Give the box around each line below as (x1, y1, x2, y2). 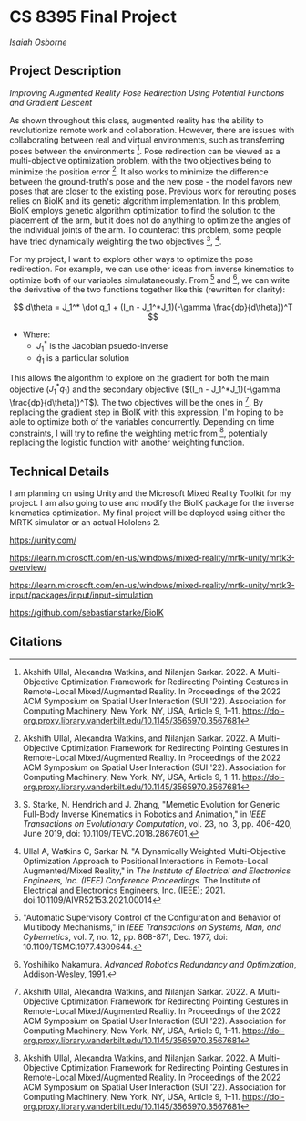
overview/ (9, 562, 47, 573)
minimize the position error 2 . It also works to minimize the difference (9, 164, 269, 177)
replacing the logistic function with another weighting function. (9, 437, 245, 449)
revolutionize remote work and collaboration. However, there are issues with (9, 124, 295, 135)
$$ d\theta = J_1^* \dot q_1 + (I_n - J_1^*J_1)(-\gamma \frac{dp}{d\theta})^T (13, 301, 293, 312)
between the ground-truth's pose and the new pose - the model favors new (9, 176, 293, 187)
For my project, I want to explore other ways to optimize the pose (9, 253, 254, 264)
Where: (22, 329, 51, 340)
